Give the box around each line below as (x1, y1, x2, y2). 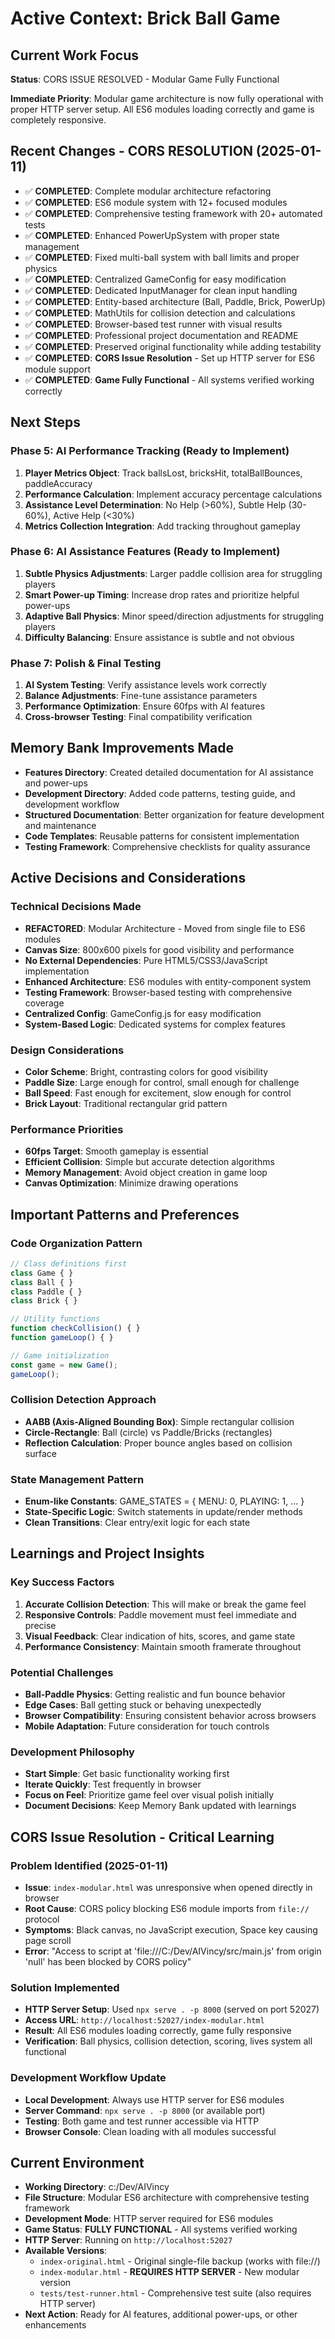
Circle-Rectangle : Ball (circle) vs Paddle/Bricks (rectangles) (24, 1426, 273, 1438)
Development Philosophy (10, 1745, 135, 1759)
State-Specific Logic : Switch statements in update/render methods (24, 1506, 303, 1518)
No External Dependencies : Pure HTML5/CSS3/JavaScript (24, 954, 268, 966)
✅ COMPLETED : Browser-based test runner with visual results (24, 318, 283, 330)
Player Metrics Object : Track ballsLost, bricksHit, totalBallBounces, (24, 467, 303, 479)
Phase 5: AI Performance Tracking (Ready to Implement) (10, 444, 290, 458)
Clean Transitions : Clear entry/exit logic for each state (24, 1517, 251, 1529)
